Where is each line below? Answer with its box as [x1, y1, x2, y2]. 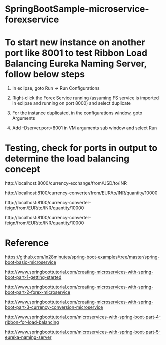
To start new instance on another [5, 37, 146, 48]
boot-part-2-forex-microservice [5, 289, 71, 295]
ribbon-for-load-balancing [5, 319, 59, 325]
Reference [5, 237, 49, 249]
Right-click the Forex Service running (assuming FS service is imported [12, 95, 159, 101]
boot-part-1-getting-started [5, 274, 62, 280]
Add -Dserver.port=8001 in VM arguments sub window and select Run [12, 125, 157, 131]
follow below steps [5, 69, 85, 80]
